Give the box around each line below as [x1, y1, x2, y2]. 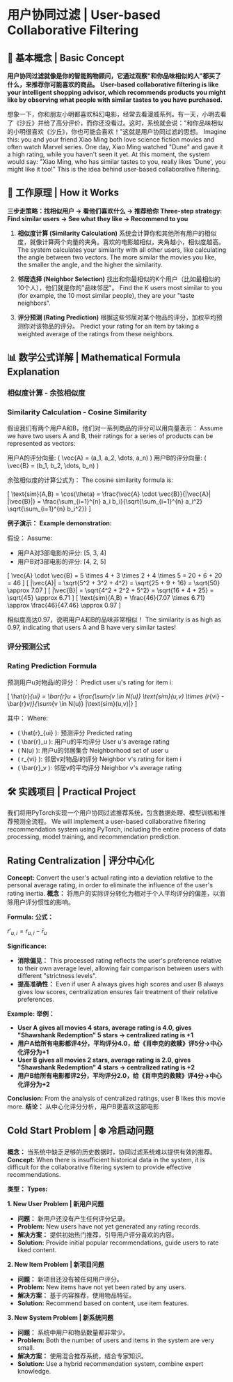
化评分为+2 [17, 1080, 50, 1089]
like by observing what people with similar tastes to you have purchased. [7, 96, 223, 104]
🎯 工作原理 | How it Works [7, 187, 120, 199]
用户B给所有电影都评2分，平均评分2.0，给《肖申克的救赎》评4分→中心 [17, 1072, 223, 1080]
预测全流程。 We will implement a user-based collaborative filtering [13, 818, 207, 826]
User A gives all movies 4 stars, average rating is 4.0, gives [17, 1023, 192, 1032]
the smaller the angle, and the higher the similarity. [17, 260, 163, 269]
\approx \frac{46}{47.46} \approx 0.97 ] [7, 601, 122, 610]
